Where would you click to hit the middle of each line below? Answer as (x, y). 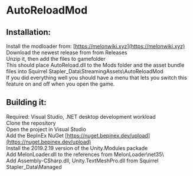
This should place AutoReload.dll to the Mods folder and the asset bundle (95, 65)
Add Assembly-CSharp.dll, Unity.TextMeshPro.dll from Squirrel (82, 161)
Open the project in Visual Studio (46, 129)
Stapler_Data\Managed (34, 167)
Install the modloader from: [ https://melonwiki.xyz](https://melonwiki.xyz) (96, 46)
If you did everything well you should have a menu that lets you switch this (97, 78)
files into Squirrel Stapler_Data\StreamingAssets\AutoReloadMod (85, 71)
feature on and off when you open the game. (60, 84)
